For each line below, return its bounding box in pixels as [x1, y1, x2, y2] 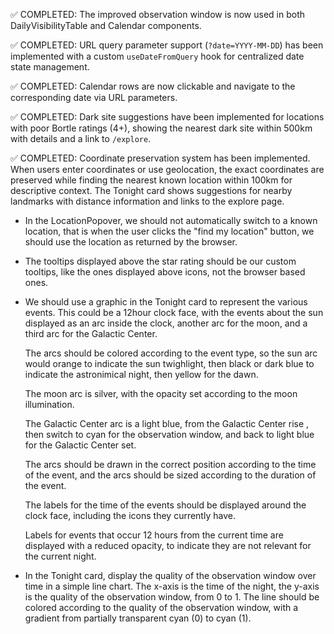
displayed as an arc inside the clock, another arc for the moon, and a [24, 317, 308, 329]
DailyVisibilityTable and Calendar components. [10, 20, 202, 31]
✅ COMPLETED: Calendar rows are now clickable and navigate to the [10, 80, 296, 92]
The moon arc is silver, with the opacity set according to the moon [24, 388, 298, 399]
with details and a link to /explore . [10, 133, 152, 144]
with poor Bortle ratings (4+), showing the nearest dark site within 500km [10, 122, 313, 134]
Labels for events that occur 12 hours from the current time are [24, 529, 284, 541]
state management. [10, 61, 90, 73]
